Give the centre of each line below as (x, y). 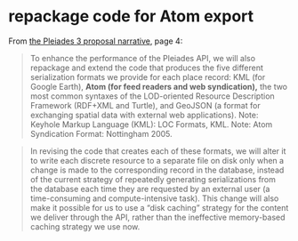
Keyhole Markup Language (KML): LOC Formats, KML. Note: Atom (151, 124)
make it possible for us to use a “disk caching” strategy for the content (159, 207)
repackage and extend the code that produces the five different (146, 68)
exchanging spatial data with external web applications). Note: (144, 115)
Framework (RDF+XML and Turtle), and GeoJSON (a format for (145, 105)
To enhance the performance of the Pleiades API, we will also (142, 58)
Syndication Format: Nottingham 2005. (101, 133)
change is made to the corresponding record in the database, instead (157, 170)
